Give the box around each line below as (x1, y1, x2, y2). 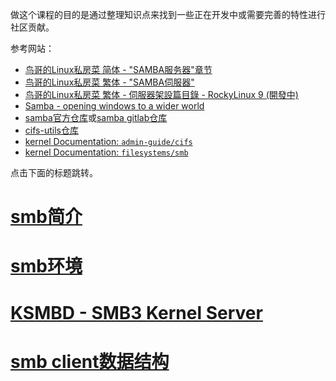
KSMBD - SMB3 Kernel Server (10, 301, 263, 324)
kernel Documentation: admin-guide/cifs (24, 136, 193, 147)
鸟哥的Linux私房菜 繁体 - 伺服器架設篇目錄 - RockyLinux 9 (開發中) (24, 89, 299, 100)
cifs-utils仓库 (24, 124, 79, 136)
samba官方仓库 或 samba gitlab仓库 (24, 112, 168, 123)
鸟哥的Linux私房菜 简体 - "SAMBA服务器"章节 (24, 64, 213, 75)
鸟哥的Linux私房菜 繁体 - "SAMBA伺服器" (24, 76, 195, 88)
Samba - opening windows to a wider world (24, 100, 205, 112)
